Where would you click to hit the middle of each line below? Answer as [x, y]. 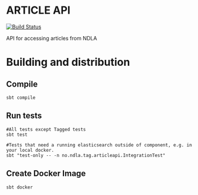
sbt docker [20, 187]
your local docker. [30, 150]
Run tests [24, 116]
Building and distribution [68, 62]
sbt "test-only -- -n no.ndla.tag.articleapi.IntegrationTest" [86, 155]
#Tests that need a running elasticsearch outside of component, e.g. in [99, 145]
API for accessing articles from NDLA [52, 38]
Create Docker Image [46, 173]
